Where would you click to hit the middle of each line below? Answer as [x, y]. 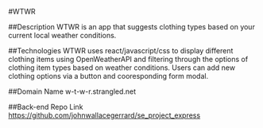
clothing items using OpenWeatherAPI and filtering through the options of [128, 59]
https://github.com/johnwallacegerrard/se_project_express [104, 115]
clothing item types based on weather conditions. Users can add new [122, 68]
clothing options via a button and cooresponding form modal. [108, 76]
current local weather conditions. [62, 35]
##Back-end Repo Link [46, 107]
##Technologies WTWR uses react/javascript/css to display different [121, 50]
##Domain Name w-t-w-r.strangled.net [72, 91]
